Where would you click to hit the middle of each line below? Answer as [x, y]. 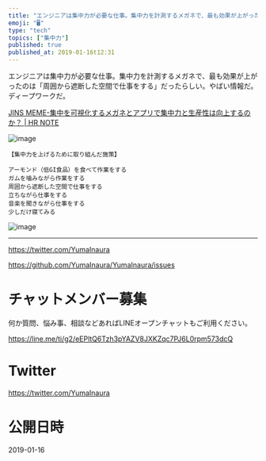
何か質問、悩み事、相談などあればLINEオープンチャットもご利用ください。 [130, 323]
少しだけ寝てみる [32, 212]
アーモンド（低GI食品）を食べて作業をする [68, 170]
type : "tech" [30, 30]
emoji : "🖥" [27, 23]
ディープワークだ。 [39, 96]
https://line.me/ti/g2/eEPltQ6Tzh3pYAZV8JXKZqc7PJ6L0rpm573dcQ [121, 339]
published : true [35, 45]
